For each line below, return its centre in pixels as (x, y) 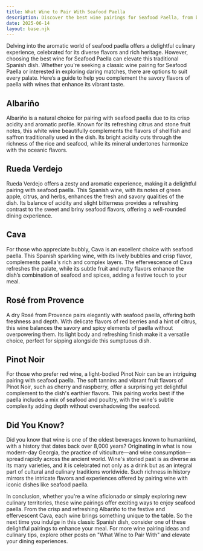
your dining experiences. (37, 541)
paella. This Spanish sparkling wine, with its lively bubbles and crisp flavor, (99, 256)
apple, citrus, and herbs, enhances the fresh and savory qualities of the (95, 196)
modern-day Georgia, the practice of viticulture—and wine (79, 453)
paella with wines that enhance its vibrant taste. (66, 85)
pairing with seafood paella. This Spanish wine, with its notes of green (94, 190)
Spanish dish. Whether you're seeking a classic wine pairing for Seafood (97, 65)
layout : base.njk (28, 29)
